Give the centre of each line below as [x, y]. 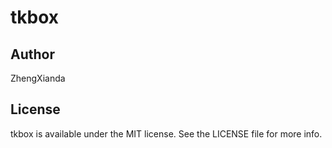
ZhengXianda [38, 78]
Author [32, 54]
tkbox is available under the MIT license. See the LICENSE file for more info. [166, 133]
